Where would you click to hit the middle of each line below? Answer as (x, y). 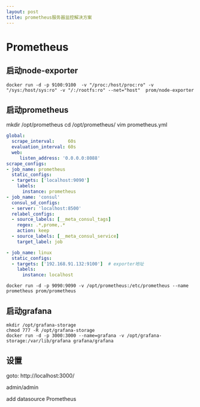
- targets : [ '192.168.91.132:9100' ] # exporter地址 (78, 264)
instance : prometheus (49, 192)
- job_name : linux (29, 253)
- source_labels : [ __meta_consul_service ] (65, 237)
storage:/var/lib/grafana (38, 341)
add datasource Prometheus (41, 399)
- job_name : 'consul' (33, 197)
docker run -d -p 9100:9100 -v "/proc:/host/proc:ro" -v (80, 85)
